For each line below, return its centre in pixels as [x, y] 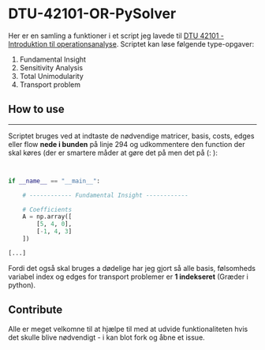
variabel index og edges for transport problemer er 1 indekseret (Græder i [128, 277]
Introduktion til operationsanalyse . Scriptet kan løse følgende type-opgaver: [131, 43]
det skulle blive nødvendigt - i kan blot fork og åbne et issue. [106, 337]
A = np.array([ [47, 217]
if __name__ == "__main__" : [54, 181]
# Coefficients [47, 209]
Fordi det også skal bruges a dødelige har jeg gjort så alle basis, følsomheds [132, 268]
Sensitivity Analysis [51, 67]
